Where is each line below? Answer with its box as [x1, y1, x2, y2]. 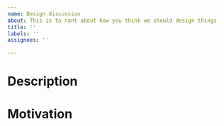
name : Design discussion [7, 10, 81, 18]
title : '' [7, 23, 37, 30]
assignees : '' [7, 37, 50, 44]
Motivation [7, 105, 73, 122]
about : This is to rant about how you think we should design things [7, 17, 218, 24]
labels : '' [7, 30, 40, 38]
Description [7, 74, 78, 89]
